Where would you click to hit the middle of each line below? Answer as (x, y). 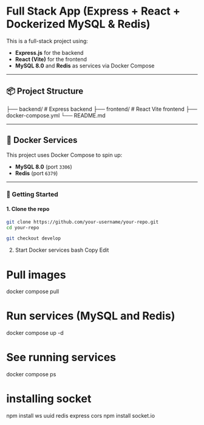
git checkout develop (34, 238)
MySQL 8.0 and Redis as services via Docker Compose (85, 66)
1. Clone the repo (28, 209)
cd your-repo (23, 227)
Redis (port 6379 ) (36, 173)
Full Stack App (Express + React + (93, 11)
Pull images (36, 275)
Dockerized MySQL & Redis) (78, 24)
